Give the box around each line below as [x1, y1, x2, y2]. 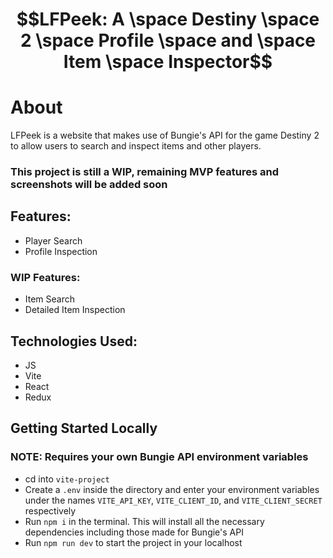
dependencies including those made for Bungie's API [24, 526, 244, 538]
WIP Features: [10, 270, 81, 284]
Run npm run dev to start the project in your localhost [24, 536, 243, 548]
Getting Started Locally [10, 420, 158, 437]
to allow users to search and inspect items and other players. [10, 140, 262, 152]
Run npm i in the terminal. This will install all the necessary [24, 515, 265, 527]
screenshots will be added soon [10, 178, 168, 192]
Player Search [24, 234, 83, 247]
